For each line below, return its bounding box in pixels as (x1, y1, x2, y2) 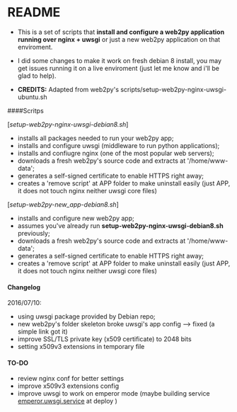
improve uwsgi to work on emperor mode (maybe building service (17, 389, 210, 398)
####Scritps (7, 106, 44, 115)
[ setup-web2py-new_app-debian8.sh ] (7, 200, 119, 209)
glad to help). (17, 71, 57, 80)
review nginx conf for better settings (17, 374, 125, 383)
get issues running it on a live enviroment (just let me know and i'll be (17, 64, 219, 72)
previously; (17, 229, 51, 237)
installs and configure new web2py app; (17, 214, 134, 222)
